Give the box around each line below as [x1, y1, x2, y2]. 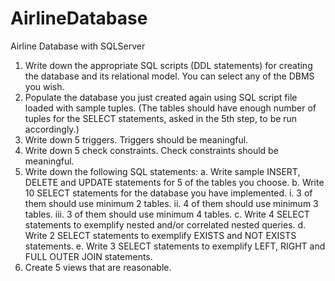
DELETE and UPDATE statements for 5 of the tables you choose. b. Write [24, 176, 325, 188]
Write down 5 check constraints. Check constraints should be [24, 144, 279, 156]
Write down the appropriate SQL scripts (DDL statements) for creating [24, 59, 313, 71]
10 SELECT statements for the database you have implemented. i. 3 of [24, 187, 313, 199]
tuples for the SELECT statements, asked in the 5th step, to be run [24, 112, 298, 124]
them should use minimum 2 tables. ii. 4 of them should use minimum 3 [24, 197, 319, 209]
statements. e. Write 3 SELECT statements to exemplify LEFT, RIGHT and [24, 240, 326, 252]
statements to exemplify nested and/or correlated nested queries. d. [24, 218, 307, 231]
